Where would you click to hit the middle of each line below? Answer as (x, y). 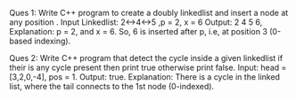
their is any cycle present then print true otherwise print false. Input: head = (148, 67)
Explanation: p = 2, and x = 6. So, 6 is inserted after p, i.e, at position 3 (138, 31)
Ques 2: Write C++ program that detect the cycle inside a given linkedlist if (146, 58)
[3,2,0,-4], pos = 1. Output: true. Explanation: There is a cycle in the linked (145, 77)
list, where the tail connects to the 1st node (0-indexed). (112, 86)
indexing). (53, 41)
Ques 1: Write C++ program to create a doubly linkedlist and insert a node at (149, 13)
